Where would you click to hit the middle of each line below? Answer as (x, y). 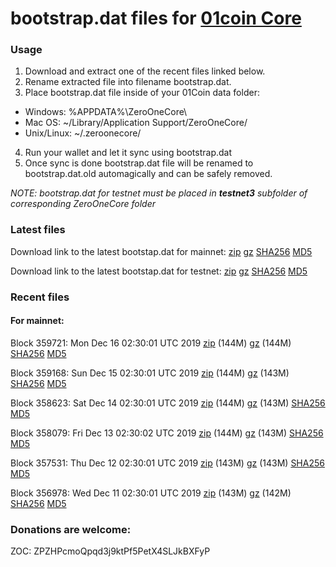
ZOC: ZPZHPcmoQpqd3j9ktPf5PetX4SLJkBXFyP (110, 551)
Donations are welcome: (71, 529)
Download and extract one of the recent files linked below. (145, 71)
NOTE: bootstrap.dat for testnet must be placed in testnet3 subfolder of (159, 193)
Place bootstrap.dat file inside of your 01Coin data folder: (142, 93)
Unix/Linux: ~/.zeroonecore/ (83, 133)
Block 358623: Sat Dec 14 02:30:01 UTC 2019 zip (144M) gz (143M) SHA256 (168, 403)
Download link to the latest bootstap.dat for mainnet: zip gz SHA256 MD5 (161, 251)
